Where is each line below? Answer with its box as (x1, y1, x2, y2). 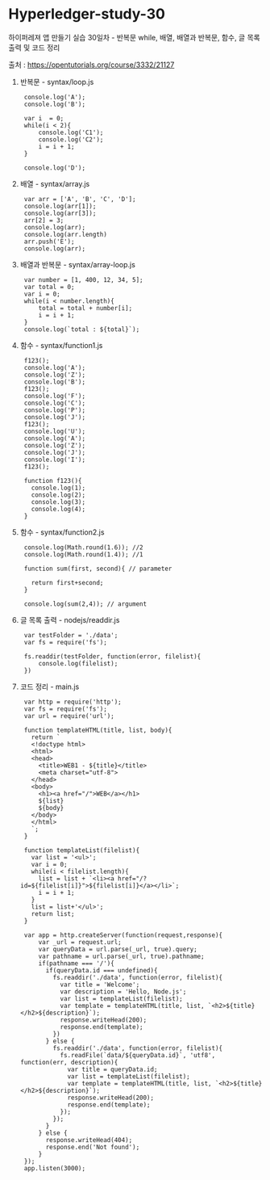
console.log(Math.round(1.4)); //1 (23, 550, 143, 558)
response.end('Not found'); (45, 1143, 140, 1151)
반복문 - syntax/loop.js (19, 77, 94, 86)
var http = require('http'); (23, 698, 123, 706)
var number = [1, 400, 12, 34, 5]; (23, 275, 143, 283)
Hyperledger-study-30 (8, 5, 165, 23)
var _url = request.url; (38, 938, 123, 946)
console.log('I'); (23, 456, 86, 464)
